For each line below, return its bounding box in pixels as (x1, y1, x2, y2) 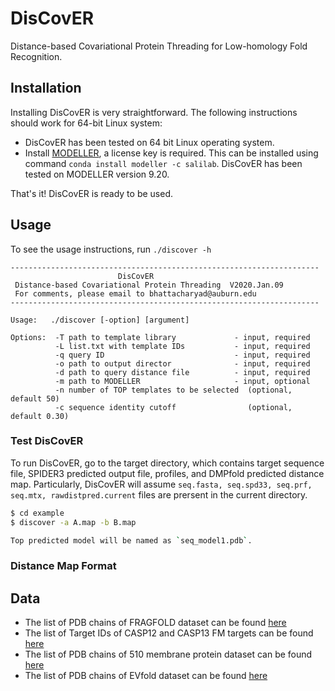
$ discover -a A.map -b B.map (10, 517, 137, 527)
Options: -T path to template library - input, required (10, 332, 311, 342)
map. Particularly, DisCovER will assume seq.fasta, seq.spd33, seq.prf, (10, 478, 313, 490)
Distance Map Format (10, 559, 117, 573)
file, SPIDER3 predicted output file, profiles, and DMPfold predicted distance (10, 467, 325, 479)
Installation (10, 80, 82, 97)
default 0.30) (10, 411, 70, 421)
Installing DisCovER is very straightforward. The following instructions (10, 106, 298, 118)
